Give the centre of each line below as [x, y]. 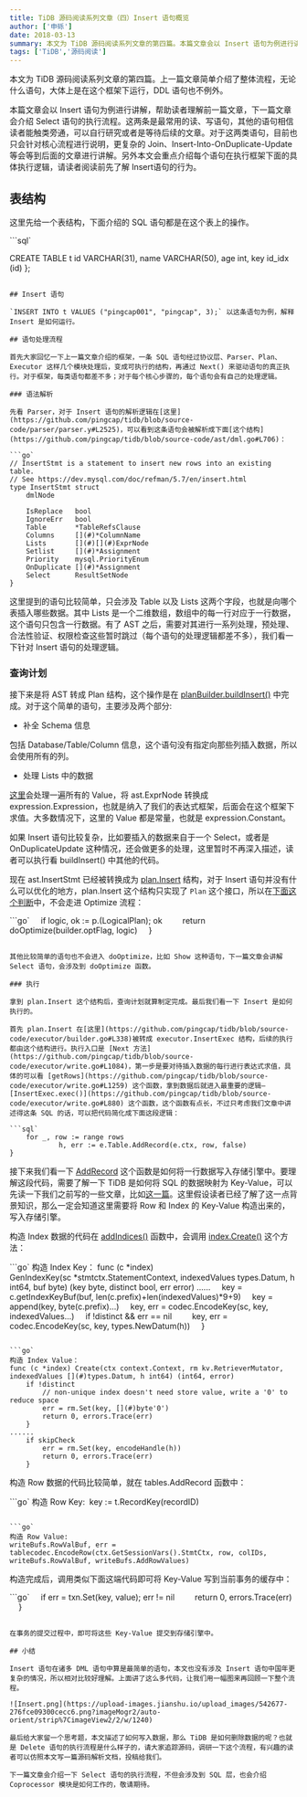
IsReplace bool [59, 511]
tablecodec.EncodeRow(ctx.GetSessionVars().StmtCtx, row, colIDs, [138, 1553]
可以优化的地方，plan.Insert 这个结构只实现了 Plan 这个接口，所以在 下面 [153, 891]
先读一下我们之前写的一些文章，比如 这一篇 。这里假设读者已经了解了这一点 [149, 1194]
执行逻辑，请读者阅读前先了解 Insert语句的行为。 [109, 167]
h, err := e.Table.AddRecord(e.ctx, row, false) [153, 1146]
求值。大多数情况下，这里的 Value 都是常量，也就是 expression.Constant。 [150, 818]
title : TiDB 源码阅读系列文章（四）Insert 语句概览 [100, 18]
